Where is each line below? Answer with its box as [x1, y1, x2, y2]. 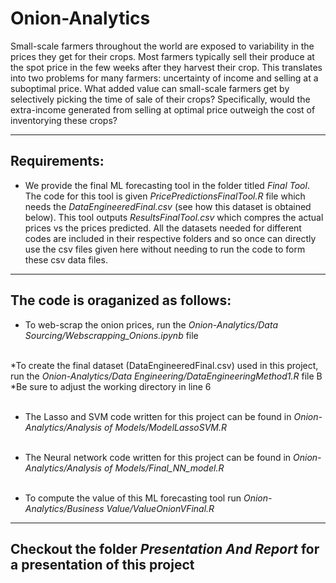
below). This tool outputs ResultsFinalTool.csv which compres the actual [24, 211, 324, 223]
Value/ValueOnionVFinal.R [106, 502, 215, 514]
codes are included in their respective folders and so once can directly [24, 232, 317, 244]
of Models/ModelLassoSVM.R [103, 421, 228, 433]
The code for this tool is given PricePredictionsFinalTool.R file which [24, 190, 306, 202]
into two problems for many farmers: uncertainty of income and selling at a [10, 72, 319, 84]
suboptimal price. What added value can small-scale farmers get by [10, 82, 290, 94]
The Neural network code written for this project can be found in [24, 451, 292, 463]
